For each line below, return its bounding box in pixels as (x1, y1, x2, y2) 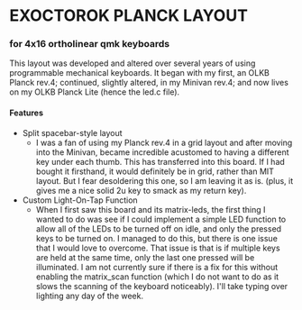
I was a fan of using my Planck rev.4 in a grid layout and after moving (35, 137, 293, 148)
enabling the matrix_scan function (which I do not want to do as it (35, 271, 279, 282)
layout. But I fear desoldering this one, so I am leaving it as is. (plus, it (35, 175, 294, 186)
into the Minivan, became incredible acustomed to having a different (35, 146, 290, 158)
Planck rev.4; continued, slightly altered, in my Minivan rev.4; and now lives (9, 77, 288, 88)
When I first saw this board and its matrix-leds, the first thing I (35, 204, 266, 214)
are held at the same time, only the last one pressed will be (35, 251, 255, 262)
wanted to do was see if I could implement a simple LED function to (35, 214, 287, 224)
